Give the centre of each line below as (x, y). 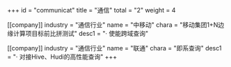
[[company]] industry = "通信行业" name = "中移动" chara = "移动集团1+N (113, 25)
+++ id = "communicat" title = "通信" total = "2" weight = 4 (91, 10)
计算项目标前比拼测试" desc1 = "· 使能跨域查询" (80, 33)
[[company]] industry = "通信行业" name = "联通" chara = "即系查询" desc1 (114, 48)
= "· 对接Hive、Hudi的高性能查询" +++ (62, 57)
